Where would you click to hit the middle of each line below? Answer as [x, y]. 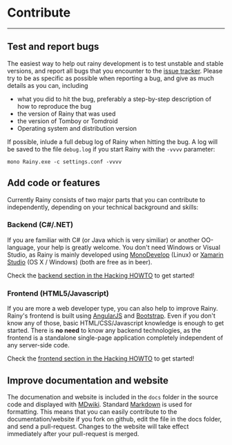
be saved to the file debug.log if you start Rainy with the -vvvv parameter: [111, 149]
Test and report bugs [53, 47]
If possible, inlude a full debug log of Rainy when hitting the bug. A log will [113, 142]
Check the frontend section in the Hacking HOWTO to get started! [101, 358]
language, [21, 247]
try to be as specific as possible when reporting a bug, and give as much [110, 78]
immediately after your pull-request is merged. [73, 433]
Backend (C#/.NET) [40, 225]
